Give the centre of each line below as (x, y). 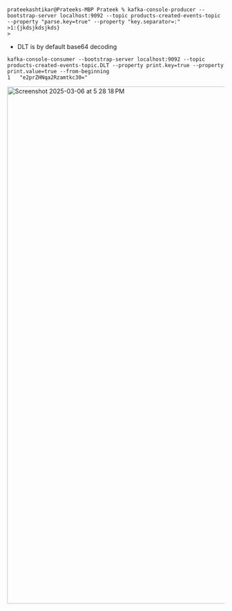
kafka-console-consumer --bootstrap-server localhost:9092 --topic (106, 59)
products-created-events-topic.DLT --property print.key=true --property (116, 66)
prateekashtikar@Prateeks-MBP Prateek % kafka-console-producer (101, 10)
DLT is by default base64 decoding (67, 47)
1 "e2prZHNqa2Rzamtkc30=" (48, 78)
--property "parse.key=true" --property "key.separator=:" (94, 22)
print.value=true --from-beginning (58, 72)
